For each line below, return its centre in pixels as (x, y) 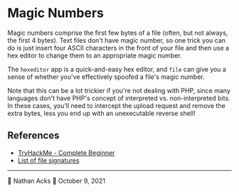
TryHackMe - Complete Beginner (66, 153)
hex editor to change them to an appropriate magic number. (95, 55)
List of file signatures (48, 160)
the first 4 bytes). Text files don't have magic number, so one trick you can (117, 40)
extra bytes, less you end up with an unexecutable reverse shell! (101, 113)
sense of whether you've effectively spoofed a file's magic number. (106, 77)
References (33, 135)
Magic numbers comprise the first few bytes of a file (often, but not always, (118, 33)
